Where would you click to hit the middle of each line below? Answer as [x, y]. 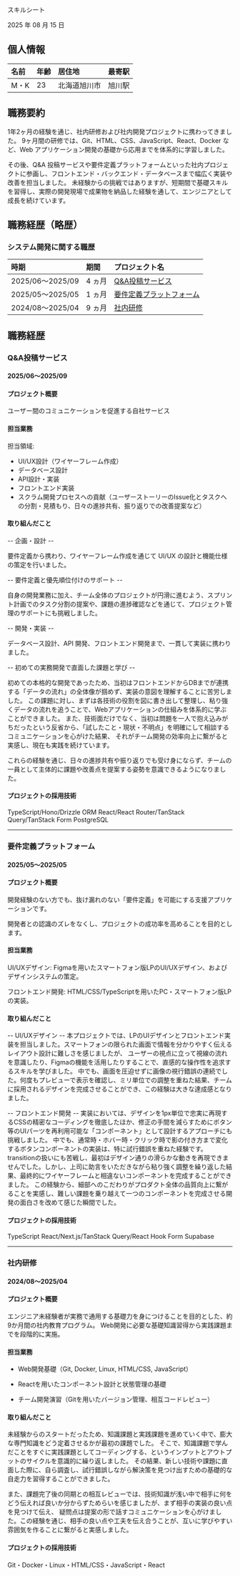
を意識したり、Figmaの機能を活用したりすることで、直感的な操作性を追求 [116, 1062]
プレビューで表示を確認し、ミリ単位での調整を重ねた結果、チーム [135, 1080]
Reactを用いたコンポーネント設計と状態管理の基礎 [92, 1385]
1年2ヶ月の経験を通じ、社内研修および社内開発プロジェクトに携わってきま [117, 131]
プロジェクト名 [139, 267]
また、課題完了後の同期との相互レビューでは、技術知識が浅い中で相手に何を [120, 1494]
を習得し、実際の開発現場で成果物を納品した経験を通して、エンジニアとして [120, 191]
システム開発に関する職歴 [51, 246]
